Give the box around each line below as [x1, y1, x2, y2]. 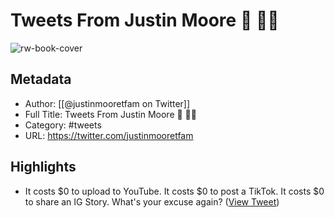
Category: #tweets [24, 119, 102, 131]
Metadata [10, 71, 72, 88]
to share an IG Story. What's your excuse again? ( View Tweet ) [24, 195, 280, 208]
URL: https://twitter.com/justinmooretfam [24, 129, 194, 141]
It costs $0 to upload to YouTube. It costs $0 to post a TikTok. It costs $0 [24, 185, 325, 197]
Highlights [10, 159, 77, 176]
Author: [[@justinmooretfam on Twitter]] [24, 97, 191, 109]
